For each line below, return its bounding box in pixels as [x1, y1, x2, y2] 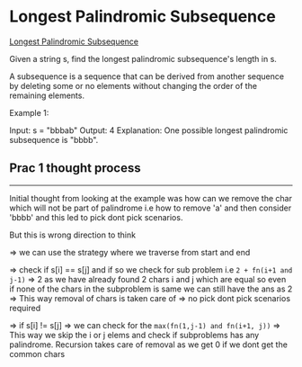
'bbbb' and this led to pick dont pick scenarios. [9, 211, 183, 222]
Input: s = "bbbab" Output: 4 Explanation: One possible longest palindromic [9, 124, 289, 136]
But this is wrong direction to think [9, 229, 137, 240]
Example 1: [9, 107, 49, 118]
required [9, 302, 41, 313]
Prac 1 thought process [9, 160, 141, 176]
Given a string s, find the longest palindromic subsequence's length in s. [9, 53, 277, 64]
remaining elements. [9, 90, 85, 101]
